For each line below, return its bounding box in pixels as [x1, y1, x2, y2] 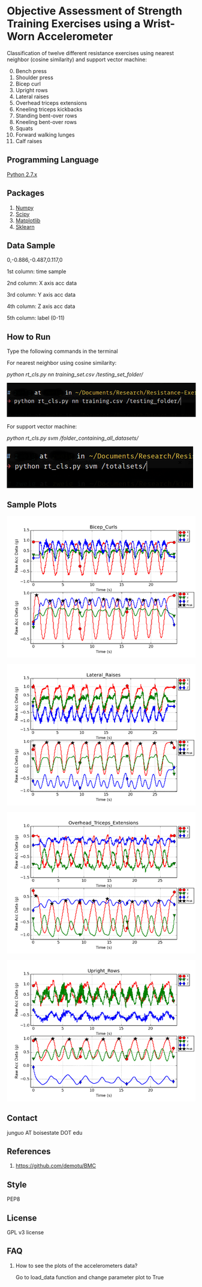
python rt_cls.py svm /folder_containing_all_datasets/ [7, 434, 139, 442]
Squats [15, 125, 34, 132]
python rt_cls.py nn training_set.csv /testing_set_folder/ [7, 371, 143, 378]
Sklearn [15, 223, 35, 230]
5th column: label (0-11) [7, 315, 65, 322]
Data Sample [7, 240, 56, 250]
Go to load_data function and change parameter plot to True [15, 1273, 164, 1280]
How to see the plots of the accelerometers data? [15, 1262, 138, 1269]
